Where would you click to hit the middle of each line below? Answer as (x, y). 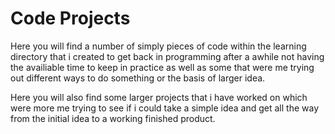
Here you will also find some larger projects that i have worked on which (159, 97)
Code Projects (70, 18)
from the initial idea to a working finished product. (113, 118)
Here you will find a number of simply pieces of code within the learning (158, 46)
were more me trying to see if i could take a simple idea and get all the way (164, 108)
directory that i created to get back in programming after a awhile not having (167, 56)
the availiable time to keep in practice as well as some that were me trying (162, 67)
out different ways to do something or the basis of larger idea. (138, 78)
